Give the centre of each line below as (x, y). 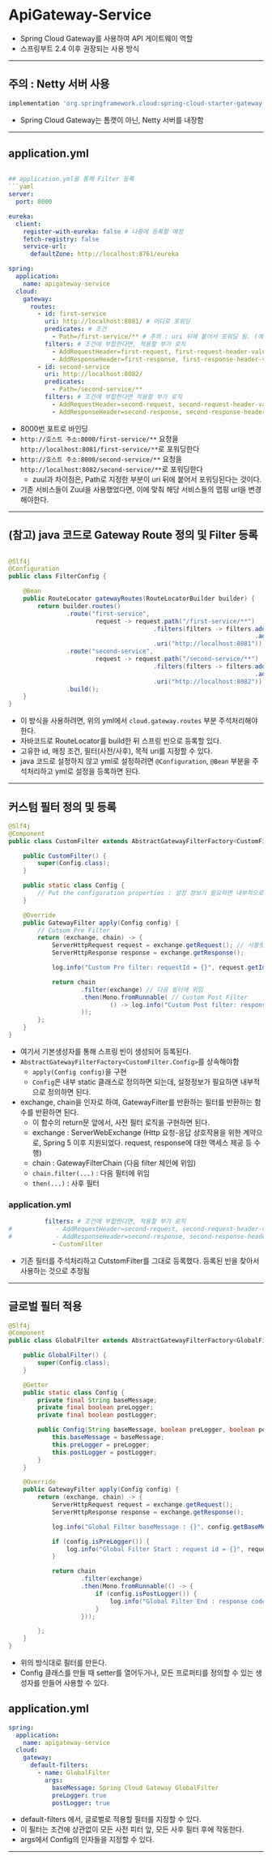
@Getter (36, 1385)
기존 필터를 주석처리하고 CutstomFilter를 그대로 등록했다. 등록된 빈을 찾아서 (140, 1260)
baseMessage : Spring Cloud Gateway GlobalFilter (135, 1788)
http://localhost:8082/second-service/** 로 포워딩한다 (112, 469)
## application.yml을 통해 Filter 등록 (71, 179)
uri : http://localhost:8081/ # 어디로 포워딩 (117, 322)
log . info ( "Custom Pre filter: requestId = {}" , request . (150, 968)
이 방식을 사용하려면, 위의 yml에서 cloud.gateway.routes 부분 (118, 721)
